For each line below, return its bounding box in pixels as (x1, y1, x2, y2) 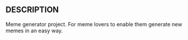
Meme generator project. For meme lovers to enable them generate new (5, 20, 183, 27)
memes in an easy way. (5, 27, 63, 34)
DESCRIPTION (5, 5, 59, 15)
